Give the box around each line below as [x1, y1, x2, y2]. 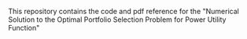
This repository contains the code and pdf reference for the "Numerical [8, 7, 240, 16]
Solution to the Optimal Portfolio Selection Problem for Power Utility [8, 15, 227, 24]
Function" [8, 23, 40, 32]
